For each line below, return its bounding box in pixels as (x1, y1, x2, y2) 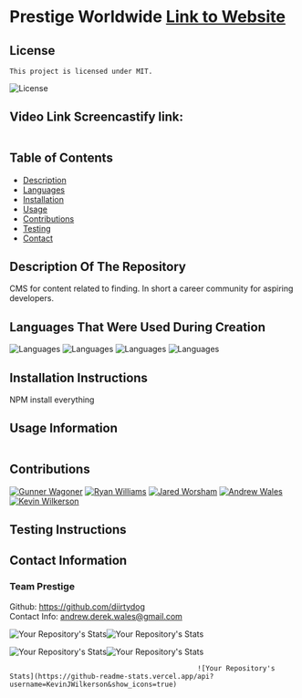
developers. (9, 293, 55, 304)
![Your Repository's (197, 663, 276, 672)
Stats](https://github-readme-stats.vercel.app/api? (9, 672, 214, 681)
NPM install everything (9, 394, 95, 405)
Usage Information (9, 421, 119, 436)
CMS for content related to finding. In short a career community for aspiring (9, 283, 294, 294)
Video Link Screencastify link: (9, 109, 184, 125)
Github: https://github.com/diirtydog (9, 600, 146, 612)
